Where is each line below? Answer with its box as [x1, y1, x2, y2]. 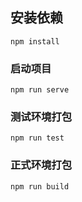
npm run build [10, 181, 70, 192]
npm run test [10, 133, 65, 143]
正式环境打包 [10, 158, 73, 172]
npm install [10, 36, 60, 47]
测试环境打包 [10, 110, 73, 124]
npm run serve [10, 85, 70, 95]
